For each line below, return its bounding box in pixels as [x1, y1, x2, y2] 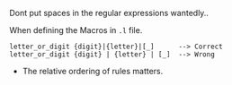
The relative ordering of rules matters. [22, 66, 164, 76]
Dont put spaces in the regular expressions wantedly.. [9, 8, 210, 18]
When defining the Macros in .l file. [9, 25, 143, 35]
